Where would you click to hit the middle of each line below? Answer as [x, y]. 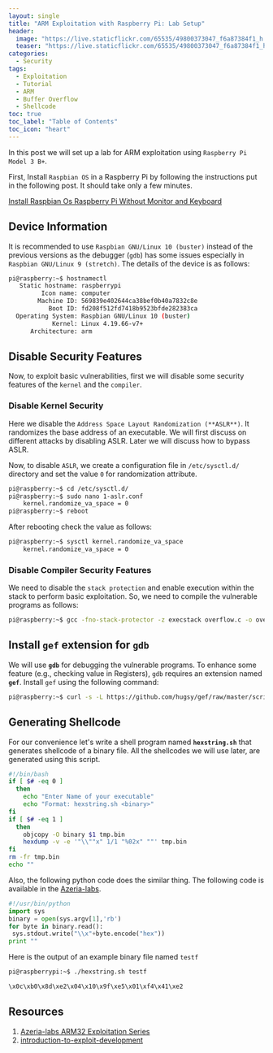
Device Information [58, 227]
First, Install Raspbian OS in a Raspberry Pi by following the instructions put [133, 176]
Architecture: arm [61, 331]
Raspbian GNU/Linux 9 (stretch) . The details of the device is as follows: [129, 263]
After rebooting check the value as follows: [80, 527]
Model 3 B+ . [28, 161]
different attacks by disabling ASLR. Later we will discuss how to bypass [129, 440]
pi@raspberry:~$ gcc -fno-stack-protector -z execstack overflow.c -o [130, 620]
